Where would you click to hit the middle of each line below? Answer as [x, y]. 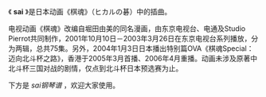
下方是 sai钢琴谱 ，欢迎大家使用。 [64, 85]
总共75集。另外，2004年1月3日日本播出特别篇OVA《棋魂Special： [145, 48]
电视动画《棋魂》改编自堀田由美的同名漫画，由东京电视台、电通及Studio [127, 29]
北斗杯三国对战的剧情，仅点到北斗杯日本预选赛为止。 [96, 68]
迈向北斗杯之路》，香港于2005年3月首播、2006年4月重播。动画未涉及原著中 [133, 58]
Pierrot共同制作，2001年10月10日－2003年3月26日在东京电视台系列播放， [130, 39]
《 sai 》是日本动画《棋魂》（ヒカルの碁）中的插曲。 [90, 12]
